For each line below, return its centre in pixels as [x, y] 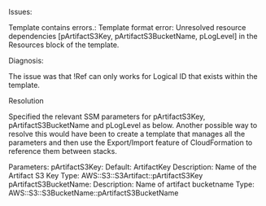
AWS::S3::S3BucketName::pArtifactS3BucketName [94, 193]
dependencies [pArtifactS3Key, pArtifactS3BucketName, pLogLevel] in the [133, 36]
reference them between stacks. [63, 151]
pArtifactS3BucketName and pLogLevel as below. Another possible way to [133, 125]
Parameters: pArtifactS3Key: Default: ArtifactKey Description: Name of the [133, 167]
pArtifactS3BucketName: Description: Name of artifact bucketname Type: [131, 184]
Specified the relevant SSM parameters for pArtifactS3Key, [107, 116]
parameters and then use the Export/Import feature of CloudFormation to [131, 142]
